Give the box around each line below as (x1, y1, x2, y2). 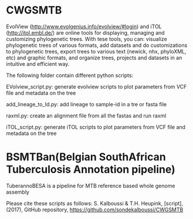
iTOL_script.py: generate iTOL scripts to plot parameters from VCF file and (6, 123, 186, 130)
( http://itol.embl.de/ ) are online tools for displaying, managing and (6, 29, 165, 36)
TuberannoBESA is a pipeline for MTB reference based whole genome (6, 182, 175, 189)
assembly (6, 188, 29, 196)
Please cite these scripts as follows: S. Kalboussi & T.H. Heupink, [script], (6, 200, 184, 207)
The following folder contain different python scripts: (6, 72, 134, 79)
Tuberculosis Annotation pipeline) (6, 163, 176, 176)
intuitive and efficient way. (6, 60, 70, 68)
